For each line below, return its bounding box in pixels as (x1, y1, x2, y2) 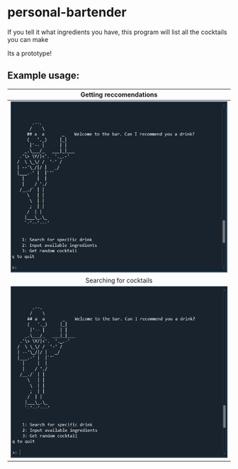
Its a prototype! (7, 49, 52, 57)
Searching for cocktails (85, 276, 153, 285)
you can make (7, 35, 49, 43)
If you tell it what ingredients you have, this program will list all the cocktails (7, 28, 227, 36)
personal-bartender (7, 4, 127, 21)
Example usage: (7, 70, 80, 82)
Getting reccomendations (80, 90, 158, 99)
